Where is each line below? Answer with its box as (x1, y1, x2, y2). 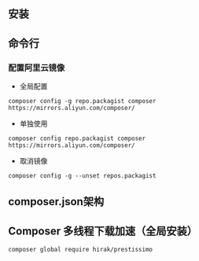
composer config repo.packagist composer (8, 134, 146, 143)
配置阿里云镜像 (8, 62, 65, 73)
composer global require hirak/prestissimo (8, 246, 153, 254)
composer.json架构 (8, 195, 105, 208)
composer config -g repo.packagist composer (8, 97, 157, 105)
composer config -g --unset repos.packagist (8, 172, 157, 180)
